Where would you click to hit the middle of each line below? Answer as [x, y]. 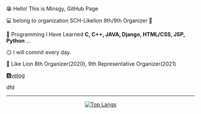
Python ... [19, 41]
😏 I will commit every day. [39, 52]
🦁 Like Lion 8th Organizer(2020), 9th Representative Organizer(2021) [91, 64]
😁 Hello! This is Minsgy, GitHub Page [52, 9]
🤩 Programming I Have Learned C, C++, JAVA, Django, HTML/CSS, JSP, [96, 34]
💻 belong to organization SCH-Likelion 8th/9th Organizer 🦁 [79, 21]
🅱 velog [16, 75]
